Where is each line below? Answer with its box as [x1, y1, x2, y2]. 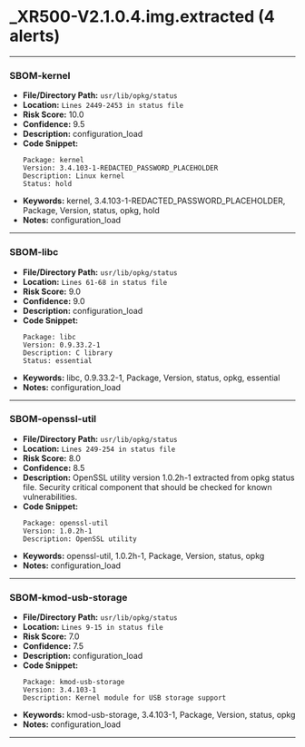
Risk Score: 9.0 [22, 286, 82, 297]
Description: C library [22, 348, 113, 358]
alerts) [9, 25, 61, 46]
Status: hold [22, 180, 73, 189]
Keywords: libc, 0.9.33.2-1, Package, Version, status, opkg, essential [22, 372, 280, 383]
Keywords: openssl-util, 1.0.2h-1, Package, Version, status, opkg [22, 550, 265, 561]
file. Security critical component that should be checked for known [22, 481, 272, 492]
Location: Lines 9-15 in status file [22, 622, 163, 633]
